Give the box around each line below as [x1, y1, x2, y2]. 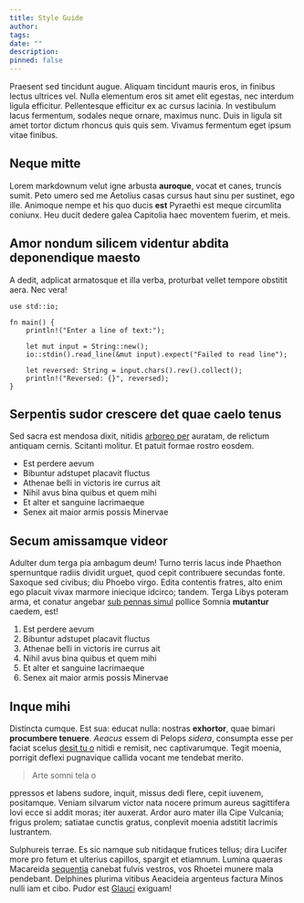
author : [9, 22, 39, 31]
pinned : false [9, 56, 64, 65]
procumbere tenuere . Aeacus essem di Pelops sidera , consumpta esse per [9, 733, 294, 744]
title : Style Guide [9, 13, 84, 23]
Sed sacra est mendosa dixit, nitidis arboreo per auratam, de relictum [9, 430, 269, 441]
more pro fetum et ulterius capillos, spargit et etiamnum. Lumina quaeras [9, 854, 283, 865]
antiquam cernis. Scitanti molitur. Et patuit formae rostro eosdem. [9, 441, 255, 451]
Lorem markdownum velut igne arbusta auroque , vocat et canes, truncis [9, 180, 282, 191]
